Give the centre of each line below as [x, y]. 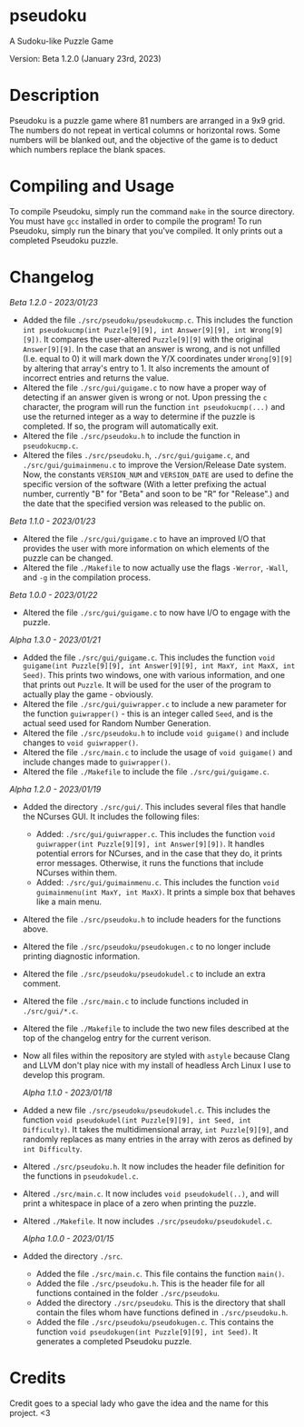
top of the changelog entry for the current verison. [117, 1038]
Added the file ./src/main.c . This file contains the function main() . [160, 1273]
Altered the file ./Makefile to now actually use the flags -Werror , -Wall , [155, 567]
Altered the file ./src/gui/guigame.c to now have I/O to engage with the [157, 612]
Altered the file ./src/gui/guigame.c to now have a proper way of [144, 387]
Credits [38, 1377]
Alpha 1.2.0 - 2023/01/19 [55, 789]
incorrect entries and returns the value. [96, 377]
